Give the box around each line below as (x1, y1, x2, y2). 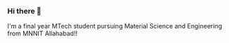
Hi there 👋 (7, 6, 42, 16)
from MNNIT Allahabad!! (7, 29, 78, 37)
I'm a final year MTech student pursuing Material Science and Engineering (7, 22, 223, 31)
